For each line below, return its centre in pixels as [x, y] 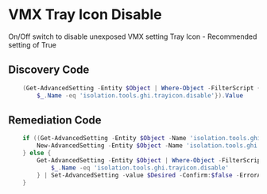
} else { [37, 153]
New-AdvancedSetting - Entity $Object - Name [110, 146]
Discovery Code [49, 70]
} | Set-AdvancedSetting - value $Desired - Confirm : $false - [138, 175]
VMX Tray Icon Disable [85, 15]
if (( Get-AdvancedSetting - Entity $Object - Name [104, 139]
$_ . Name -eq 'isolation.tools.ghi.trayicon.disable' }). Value [140, 95]
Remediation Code [55, 120]
